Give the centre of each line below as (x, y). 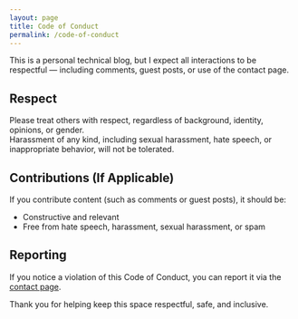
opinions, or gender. (47, 130)
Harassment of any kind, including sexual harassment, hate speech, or (141, 140)
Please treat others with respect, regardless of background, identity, (137, 121)
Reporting (38, 255)
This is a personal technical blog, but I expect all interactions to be (133, 61)
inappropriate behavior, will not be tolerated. (92, 150)
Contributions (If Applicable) (92, 178)
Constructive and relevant (71, 217)
